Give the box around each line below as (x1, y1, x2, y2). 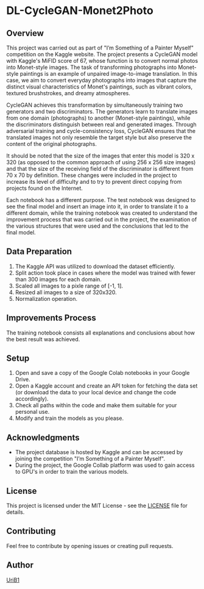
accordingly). (15, 395, 49, 403)
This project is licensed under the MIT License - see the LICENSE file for (6, 502, 188, 510)
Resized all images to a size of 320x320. (15, 288, 117, 296)
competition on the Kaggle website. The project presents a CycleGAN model (6, 51, 198, 58)
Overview (6, 28, 44, 38)
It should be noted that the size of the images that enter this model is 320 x (6, 152, 195, 159)
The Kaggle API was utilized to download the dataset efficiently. (15, 262, 175, 270)
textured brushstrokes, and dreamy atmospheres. (6, 90, 131, 96)
